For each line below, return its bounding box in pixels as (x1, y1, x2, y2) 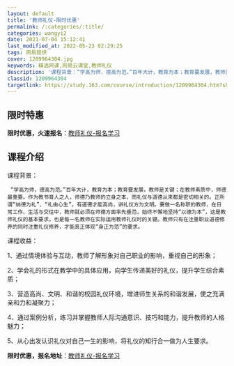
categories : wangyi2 (7, 29, 68, 37)
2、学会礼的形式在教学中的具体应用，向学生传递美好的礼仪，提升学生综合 (7, 266, 219, 274)
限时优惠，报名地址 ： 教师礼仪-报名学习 (7, 351, 120, 360)
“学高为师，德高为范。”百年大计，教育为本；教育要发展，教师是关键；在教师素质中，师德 (10, 186, 227, 193)
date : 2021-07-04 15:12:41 (7, 36, 86, 43)
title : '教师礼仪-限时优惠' (7, 17, 80, 24)
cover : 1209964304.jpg (7, 56, 73, 63)
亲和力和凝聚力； (7, 298, 56, 307)
